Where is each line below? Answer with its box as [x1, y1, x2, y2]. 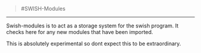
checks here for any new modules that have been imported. [6, 29, 154, 35]
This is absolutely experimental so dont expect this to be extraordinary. [6, 40, 181, 47]
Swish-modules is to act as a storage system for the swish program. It [6, 22, 179, 29]
